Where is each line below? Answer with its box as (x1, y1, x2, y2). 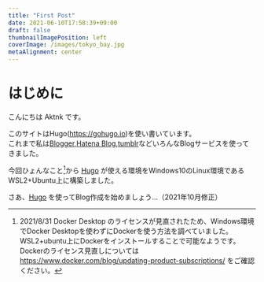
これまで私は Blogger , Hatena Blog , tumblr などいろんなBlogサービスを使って (8, 139, 250, 148)
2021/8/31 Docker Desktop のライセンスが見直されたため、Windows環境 (19, 216, 255, 225)
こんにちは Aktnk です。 (8, 112, 86, 121)
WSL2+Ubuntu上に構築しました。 (8, 175, 118, 185)
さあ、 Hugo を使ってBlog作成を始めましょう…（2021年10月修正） (8, 192, 222, 202)
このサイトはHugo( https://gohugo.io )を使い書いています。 (8, 128, 196, 138)
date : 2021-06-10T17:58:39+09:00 (8, 19, 118, 27)
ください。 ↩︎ (19, 265, 63, 275)
